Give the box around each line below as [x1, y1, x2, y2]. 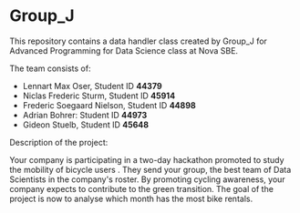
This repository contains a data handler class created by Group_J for [9, 35, 267, 46]
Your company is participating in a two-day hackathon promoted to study [9, 154, 284, 165]
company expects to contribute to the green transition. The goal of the [9, 183, 274, 194]
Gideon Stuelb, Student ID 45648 [22, 119, 149, 130]
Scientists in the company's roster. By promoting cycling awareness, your [9, 174, 285, 185]
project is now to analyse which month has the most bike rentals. [9, 193, 253, 204]
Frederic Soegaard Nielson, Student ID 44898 [22, 99, 196, 110]
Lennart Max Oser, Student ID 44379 [22, 80, 162, 91]
